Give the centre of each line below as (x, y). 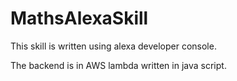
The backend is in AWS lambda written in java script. (118, 65)
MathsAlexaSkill (79, 18)
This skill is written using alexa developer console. (113, 46)
